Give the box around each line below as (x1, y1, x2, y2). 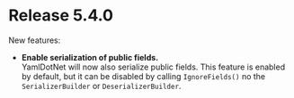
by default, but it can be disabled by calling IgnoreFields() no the (21, 70, 266, 81)
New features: (8, 35, 61, 45)
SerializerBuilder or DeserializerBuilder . (21, 80, 182, 91)
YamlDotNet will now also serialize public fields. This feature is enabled (21, 61, 285, 72)
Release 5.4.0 (8, 5, 114, 26)
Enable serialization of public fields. (21, 52, 159, 62)
